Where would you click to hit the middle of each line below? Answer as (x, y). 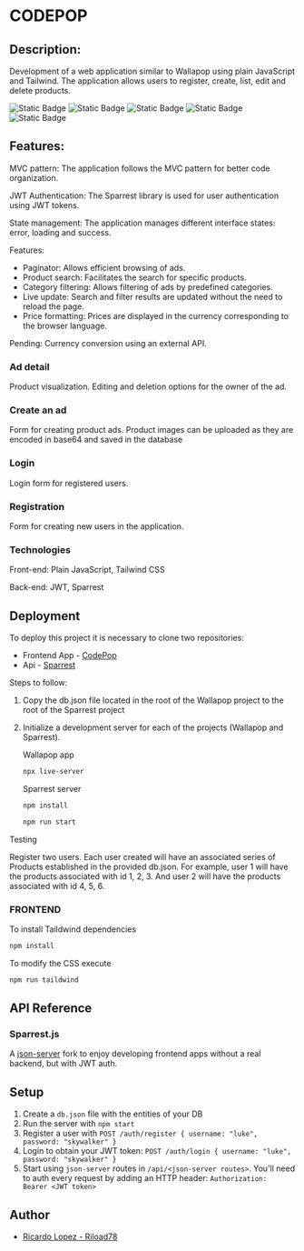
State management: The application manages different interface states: (142, 223)
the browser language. (64, 325)
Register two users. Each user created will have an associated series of (142, 856)
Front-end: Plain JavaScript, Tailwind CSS (87, 570)
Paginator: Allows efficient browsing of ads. (104, 267)
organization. (34, 177)
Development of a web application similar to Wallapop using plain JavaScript (152, 71)
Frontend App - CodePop (70, 656)
